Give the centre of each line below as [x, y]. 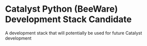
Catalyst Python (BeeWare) [61, 9]
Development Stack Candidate [68, 19]
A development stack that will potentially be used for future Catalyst [73, 33]
